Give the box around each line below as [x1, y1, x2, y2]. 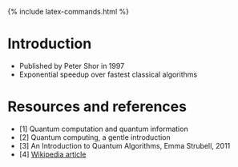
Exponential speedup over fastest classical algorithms [18, 70, 198, 79]
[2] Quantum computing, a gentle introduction [18, 132, 171, 142]
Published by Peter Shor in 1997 [18, 61, 125, 70]
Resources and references [7, 97, 188, 116]
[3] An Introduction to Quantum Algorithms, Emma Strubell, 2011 [18, 141, 231, 150]
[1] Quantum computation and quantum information [18, 124, 189, 133]
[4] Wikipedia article [18, 149, 87, 159]
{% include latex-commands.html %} [7, 7, 130, 16]
